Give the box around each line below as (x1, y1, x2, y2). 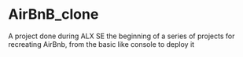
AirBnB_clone (8, 5, 99, 23)
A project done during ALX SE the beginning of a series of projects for (8, 31, 235, 41)
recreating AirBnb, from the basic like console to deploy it (8, 39, 195, 48)
